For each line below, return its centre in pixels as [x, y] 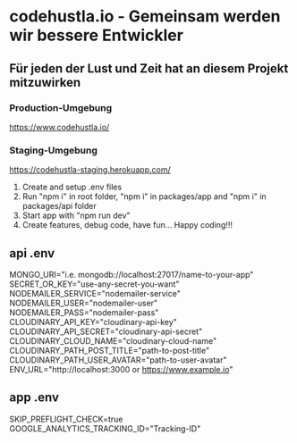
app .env [34, 398]
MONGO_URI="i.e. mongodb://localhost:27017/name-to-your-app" [132, 274]
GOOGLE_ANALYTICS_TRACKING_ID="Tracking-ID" [105, 428]
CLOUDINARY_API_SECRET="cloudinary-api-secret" [106, 331]
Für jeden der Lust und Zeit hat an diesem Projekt [149, 68]
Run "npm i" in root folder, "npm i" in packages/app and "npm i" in [144, 196]
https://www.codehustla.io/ [59, 127]
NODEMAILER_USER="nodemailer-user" [84, 303]
